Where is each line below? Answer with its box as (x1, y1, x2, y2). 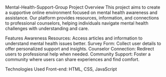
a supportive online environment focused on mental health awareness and (5, 9, 158, 15)
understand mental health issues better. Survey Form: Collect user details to (5, 40, 162, 46)
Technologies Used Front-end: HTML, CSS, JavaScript (5, 66, 117, 72)
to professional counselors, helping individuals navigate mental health (5, 20, 149, 26)
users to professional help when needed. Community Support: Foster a (5, 51, 151, 57)
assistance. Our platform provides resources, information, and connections (5, 15, 160, 20)
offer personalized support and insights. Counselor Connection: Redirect (5, 46, 155, 51)
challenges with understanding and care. (5, 25, 89, 31)
